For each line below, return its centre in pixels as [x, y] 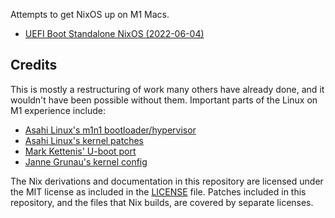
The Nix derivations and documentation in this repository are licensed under [167, 181]
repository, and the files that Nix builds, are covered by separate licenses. [162, 202]
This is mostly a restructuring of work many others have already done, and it [167, 89]
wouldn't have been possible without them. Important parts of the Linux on [164, 100]
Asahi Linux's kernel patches [84, 140]
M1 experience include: [58, 110]
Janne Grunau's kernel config [86, 161]
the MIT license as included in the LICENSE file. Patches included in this [158, 191]
